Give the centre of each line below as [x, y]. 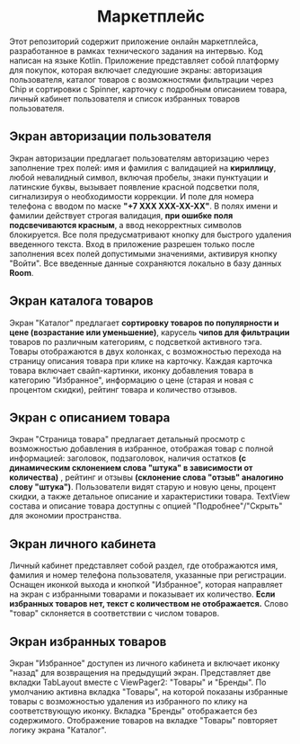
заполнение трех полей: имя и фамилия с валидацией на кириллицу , [143, 167]
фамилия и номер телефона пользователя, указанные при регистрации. [148, 575]
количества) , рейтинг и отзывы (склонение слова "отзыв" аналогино [147, 477]
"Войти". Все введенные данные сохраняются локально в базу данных [146, 263]
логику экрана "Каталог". [58, 730]
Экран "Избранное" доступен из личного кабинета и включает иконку [145, 663]
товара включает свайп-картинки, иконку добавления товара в [132, 370]
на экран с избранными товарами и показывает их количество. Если [142, 594]
